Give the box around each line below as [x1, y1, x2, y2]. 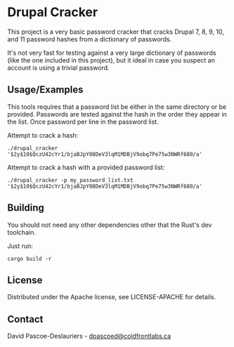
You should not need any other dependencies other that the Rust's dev [7, 221, 212, 229]
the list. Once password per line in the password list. [7, 117, 160, 126]
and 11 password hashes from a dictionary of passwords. [7, 34, 172, 43]
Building [7, 202, 44, 214]
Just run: [7, 242, 34, 250]
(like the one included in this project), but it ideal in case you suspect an [7, 55, 216, 64]
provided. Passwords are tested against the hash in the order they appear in [7, 110, 227, 118]
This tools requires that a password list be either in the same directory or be [7, 103, 227, 111]
